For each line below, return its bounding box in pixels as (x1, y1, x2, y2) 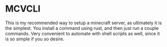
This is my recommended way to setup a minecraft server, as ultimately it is (5, 20, 162, 26)
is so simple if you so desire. (5, 36, 65, 42)
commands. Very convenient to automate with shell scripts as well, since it (5, 30, 160, 36)
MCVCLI (5, 3, 40, 15)
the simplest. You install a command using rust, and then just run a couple (5, 25, 159, 31)
